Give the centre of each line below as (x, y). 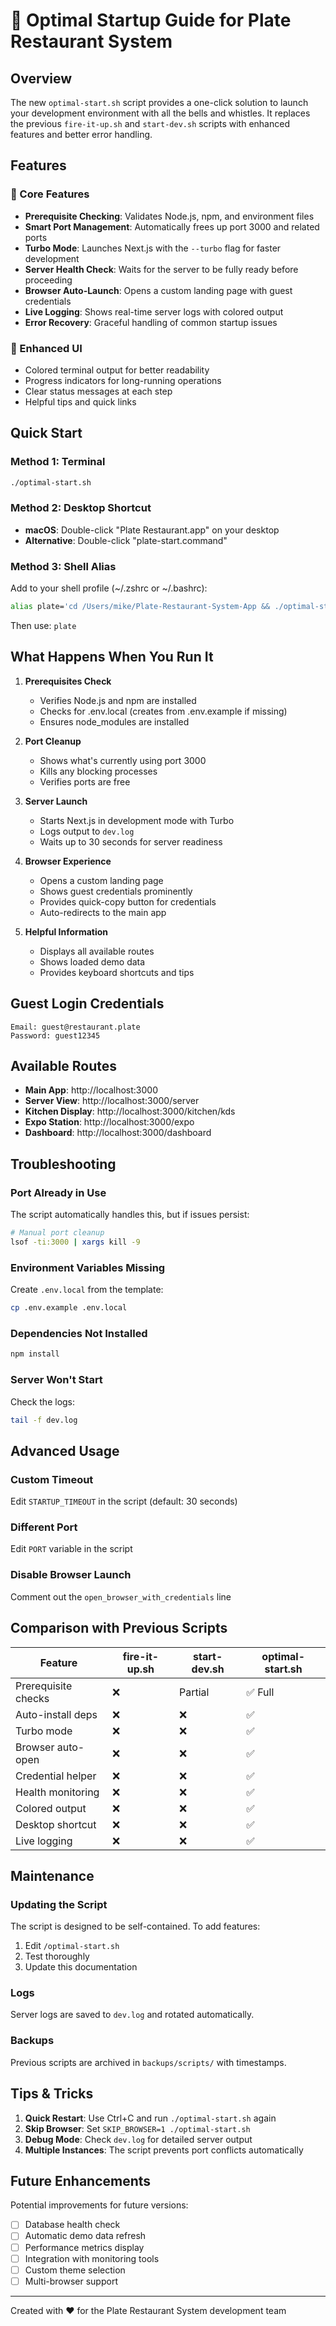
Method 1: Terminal (58, 462)
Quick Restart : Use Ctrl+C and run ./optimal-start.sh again (150, 2118)
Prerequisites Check (68, 681)
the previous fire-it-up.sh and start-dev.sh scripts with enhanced (150, 123)
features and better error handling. (81, 134)
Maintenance (52, 1875)
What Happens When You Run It (112, 657)
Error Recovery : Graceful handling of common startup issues (151, 322)
